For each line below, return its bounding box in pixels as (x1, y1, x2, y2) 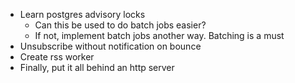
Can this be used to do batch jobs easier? (34, 19, 207, 31)
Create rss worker (19, 51, 95, 63)
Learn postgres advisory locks (19, 9, 146, 20)
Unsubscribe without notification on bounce (19, 40, 202, 52)
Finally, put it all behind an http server (19, 62, 175, 73)
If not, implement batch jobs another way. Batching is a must (34, 30, 285, 41)
